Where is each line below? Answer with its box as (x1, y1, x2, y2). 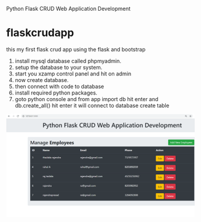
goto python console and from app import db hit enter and (14, 95, 159, 102)
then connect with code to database (14, 83, 105, 90)
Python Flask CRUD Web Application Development (6, 5, 130, 12)
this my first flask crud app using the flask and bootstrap (6, 45, 146, 53)
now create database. (14, 76, 69, 83)
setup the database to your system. (14, 63, 103, 71)
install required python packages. (14, 89, 98, 96)
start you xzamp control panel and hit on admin (14, 70, 132, 77)
